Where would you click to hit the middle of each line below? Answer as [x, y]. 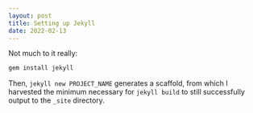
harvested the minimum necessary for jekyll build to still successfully [127, 92]
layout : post [30, 16]
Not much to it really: [43, 54]
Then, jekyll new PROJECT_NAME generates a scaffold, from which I [118, 83]
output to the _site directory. [56, 100]
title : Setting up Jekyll [52, 23]
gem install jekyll [41, 68]
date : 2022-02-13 [37, 30]
